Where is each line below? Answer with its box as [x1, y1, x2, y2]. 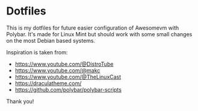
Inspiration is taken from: [6, 48, 68, 55]
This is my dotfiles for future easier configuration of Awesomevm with [6, 24, 179, 31]
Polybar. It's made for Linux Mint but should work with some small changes [6, 30, 193, 37]
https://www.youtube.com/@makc [14, 66, 101, 74]
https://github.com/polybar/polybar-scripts [14, 86, 122, 93]
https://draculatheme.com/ [14, 80, 82, 87]
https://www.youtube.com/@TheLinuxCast [14, 73, 122, 80]
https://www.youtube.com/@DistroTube [14, 60, 114, 68]
